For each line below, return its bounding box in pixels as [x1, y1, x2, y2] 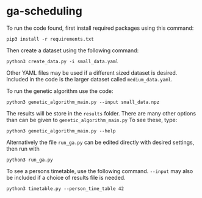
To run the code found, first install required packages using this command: [6, 24, 194, 32]
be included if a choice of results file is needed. [6, 174, 126, 181]
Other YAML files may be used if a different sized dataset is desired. [6, 69, 178, 77]
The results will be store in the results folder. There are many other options [6, 109, 197, 117]
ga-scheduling [6, 4, 82, 18]
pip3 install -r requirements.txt [6, 36, 95, 42]
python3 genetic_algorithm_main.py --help [6, 128, 116, 134]
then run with [6, 145, 40, 152]
